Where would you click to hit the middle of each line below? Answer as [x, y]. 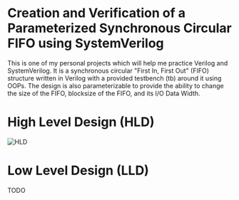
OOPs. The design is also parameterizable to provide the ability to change [116, 85]
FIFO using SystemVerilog [86, 43]
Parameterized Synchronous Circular [119, 28]
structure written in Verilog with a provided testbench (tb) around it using [115, 78]
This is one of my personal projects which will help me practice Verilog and [118, 63]
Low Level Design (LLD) [78, 170]
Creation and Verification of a [96, 13]
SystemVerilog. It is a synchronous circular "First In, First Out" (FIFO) [108, 70]
